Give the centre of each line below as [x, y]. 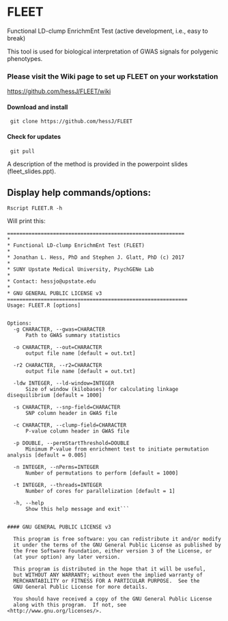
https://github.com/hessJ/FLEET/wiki [59, 91]
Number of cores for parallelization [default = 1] [100, 491]
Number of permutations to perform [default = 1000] [102, 473]
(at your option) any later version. [67, 557]
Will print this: [26, 221]
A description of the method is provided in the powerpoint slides [97, 164]
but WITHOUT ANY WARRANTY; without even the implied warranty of [108, 575]
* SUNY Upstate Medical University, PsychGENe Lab [81, 270]
